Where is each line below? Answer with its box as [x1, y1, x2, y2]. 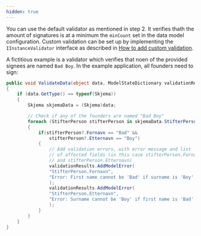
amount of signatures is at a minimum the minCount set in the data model [6, 31, 184, 39]
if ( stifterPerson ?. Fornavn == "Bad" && [38, 130, 138, 136]
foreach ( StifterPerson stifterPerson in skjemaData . [28, 118, 165, 124]
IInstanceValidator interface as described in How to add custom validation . [6, 44, 194, 51]
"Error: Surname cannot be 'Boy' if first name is [48, 197, 178, 203]
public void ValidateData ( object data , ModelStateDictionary [6, 80, 162, 86]
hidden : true [6, 8, 39, 15]
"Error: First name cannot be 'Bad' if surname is [48, 174, 178, 180]
